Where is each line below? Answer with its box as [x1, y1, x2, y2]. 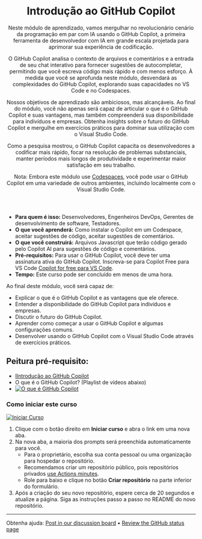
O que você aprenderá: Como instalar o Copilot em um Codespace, [14, 226, 183, 233]
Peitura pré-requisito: [6, 356, 89, 366]
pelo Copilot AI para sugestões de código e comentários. [14, 245, 156, 252]
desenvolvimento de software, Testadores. [14, 220, 121, 227]
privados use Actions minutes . [23, 470, 99, 478]
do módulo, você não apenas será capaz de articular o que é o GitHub [14, 105, 188, 112]
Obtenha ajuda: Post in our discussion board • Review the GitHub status [6, 519, 185, 527]
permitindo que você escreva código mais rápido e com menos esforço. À [9, 67, 193, 75]
